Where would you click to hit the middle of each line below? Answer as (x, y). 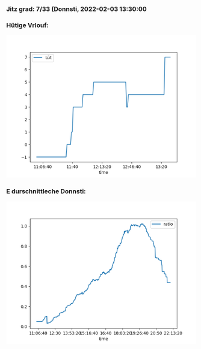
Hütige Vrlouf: (28, 25)
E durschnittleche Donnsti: (46, 191)
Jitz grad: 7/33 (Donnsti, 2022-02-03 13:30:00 (77, 9)
